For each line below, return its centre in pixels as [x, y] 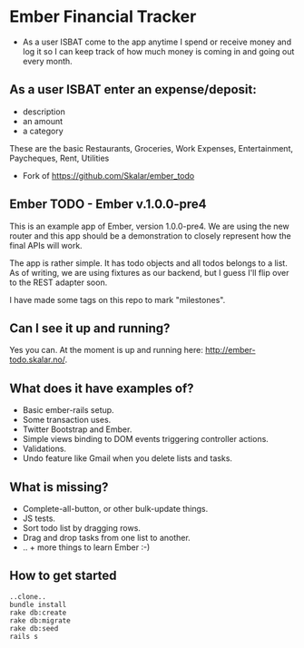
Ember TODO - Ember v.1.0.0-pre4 [108, 205]
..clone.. [28, 596]
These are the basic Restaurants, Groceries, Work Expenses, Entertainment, [151, 148]
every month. [47, 61]
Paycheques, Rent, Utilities [59, 158]
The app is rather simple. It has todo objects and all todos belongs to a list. [148, 263]
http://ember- [230, 350]
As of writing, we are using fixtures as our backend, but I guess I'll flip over [149, 272]
